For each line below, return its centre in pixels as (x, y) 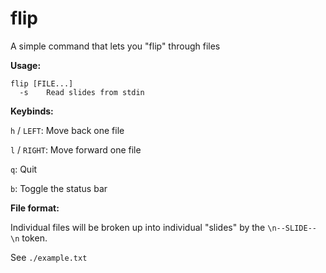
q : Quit (24, 169)
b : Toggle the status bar (59, 188)
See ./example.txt (49, 257)
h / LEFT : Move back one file (67, 130)
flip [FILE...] (42, 83)
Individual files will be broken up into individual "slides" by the (138, 227)
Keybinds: (32, 111)
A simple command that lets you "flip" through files (115, 46)
